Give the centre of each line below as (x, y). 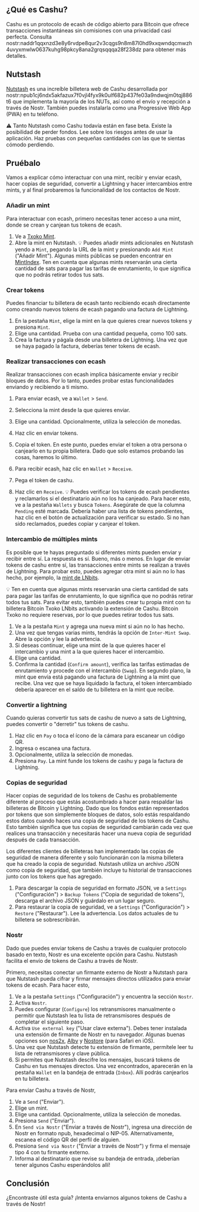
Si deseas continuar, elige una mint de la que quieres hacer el (90, 645)
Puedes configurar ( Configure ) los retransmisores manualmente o (95, 1009)
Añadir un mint (28, 206)
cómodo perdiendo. (30, 145)
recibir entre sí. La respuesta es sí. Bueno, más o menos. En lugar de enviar (98, 558)
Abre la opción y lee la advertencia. (58, 639)
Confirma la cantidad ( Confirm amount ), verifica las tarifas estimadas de (102, 664)
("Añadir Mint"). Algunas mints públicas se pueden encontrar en (93, 256)
